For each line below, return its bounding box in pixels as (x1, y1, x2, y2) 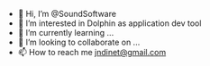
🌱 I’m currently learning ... (17, 28, 114, 37)
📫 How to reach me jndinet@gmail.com (17, 47, 167, 57)
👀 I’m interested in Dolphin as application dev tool (17, 18, 202, 29)
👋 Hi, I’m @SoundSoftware (17, 9, 117, 19)
